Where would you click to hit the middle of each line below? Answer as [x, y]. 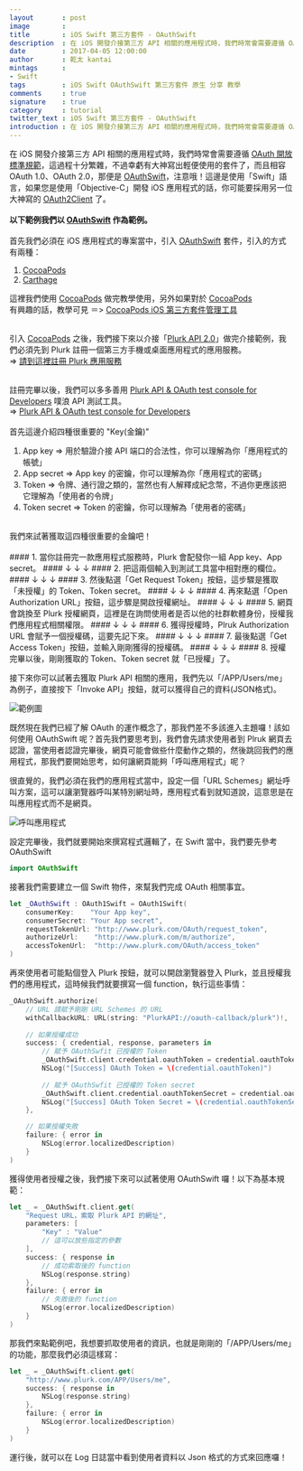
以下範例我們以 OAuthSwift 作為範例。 [81, 220]
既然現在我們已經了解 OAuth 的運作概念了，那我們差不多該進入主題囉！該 [146, 727]
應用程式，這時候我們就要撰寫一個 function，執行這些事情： [136, 984]
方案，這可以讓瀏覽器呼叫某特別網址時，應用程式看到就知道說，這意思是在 [155, 792]
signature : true [48, 102]
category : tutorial [56, 110]
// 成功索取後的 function [86, 1266]
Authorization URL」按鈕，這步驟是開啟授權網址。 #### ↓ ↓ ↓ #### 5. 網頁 [151, 602]
